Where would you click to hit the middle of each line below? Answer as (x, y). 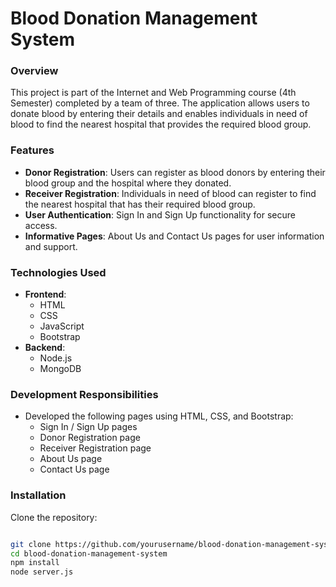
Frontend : (45, 294)
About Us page (71, 459)
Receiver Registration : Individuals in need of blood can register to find (170, 193)
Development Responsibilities (84, 394)
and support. (51, 246)
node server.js (42, 572)
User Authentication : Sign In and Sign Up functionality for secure (160, 214)
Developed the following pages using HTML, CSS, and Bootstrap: (159, 416)
